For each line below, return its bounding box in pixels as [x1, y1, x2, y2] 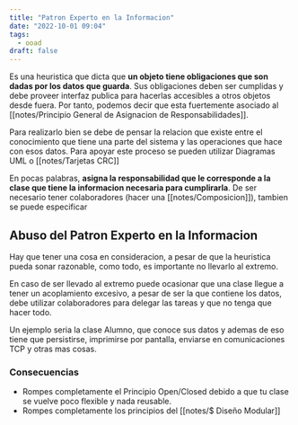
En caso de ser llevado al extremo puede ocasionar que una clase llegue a [9, 278, 285, 288]
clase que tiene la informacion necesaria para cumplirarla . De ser [9, 182, 258, 193]
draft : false [9, 47, 58, 56]
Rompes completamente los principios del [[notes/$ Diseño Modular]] [22, 405, 281, 416]
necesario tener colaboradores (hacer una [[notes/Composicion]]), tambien [9, 192, 289, 203]
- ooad [17, 38, 42, 48]
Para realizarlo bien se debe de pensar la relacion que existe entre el [9, 127, 263, 137]
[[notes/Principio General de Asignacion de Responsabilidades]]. [9, 110, 250, 120]
